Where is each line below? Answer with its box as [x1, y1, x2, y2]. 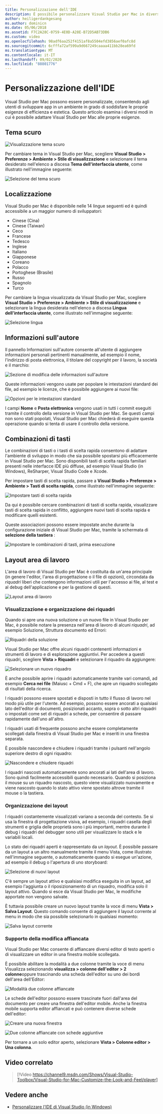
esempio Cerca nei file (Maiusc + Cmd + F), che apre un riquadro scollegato [5, 681, 158, 687]
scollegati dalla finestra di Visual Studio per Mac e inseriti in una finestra [5, 730, 149, 737]
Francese [12, 233, 31, 239]
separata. [5, 736, 24, 742]
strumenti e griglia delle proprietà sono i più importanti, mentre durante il [5, 824, 150, 830]
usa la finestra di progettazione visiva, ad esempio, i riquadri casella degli [5, 818, 152, 825]
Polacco [12, 264, 29, 270]
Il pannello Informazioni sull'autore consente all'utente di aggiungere [5, 346, 142, 352]
